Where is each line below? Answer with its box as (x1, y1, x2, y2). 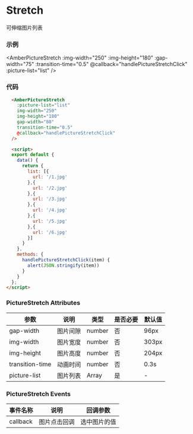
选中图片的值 (80, 417, 117, 426)
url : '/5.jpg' (32, 218, 68, 224)
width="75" (6, 61, 34, 68)
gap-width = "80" (17, 119, 55, 125)
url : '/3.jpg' (32, 196, 68, 202)
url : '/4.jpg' (32, 207, 68, 213)
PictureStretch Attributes (6, 299, 81, 307)
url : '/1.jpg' (32, 174, 68, 180)
